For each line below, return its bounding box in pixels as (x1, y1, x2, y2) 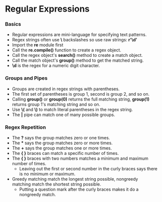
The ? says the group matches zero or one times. (12, 135, 110, 141)
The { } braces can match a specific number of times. (12, 151, 119, 156)
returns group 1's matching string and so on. (12, 101, 101, 107)
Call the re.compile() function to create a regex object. (12, 47, 121, 53)
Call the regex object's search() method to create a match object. (12, 52, 143, 58)
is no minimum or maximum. (19, 171, 76, 177)
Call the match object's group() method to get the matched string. (12, 57, 144, 64)
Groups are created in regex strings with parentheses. (12, 86, 120, 92)
